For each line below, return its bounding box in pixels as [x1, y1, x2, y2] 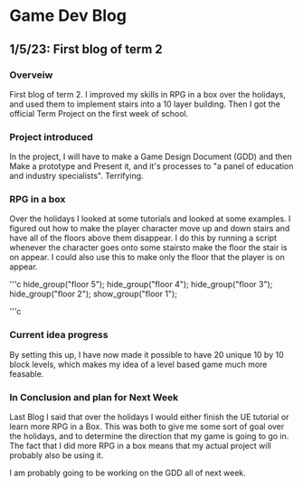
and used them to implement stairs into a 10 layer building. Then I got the [9, 98, 280, 109]
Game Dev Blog [9, 5, 127, 26]
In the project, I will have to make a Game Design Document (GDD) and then [9, 151, 292, 163]
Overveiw [9, 69, 53, 81]
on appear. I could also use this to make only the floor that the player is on [9, 252, 285, 263]
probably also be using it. [9, 450, 104, 461]
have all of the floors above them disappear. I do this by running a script [9, 232, 278, 244]
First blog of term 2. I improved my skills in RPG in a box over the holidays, [9, 89, 287, 99]
